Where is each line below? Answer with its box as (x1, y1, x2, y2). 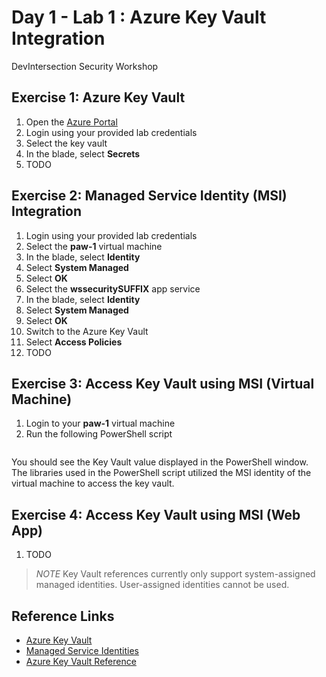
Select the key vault (25, 137, 108, 149)
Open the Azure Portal (25, 116, 118, 128)
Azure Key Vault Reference (25, 656, 137, 667)
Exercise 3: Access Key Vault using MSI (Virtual (11, 375, 315, 392)
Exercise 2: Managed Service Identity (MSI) (11, 187, 288, 205)
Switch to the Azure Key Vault (25, 325, 149, 337)
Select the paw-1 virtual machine (25, 240, 163, 252)
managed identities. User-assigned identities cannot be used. (35, 579, 290, 591)
